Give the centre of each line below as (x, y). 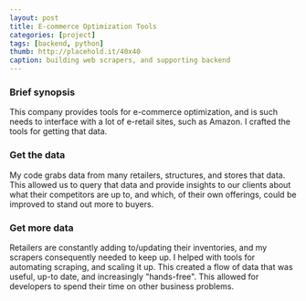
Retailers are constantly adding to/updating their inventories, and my (138, 247)
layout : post (34, 18)
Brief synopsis (42, 92)
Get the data (37, 155)
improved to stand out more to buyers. (82, 204)
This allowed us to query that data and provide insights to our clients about (150, 184)
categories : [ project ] (53, 35)
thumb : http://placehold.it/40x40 (75, 52)
